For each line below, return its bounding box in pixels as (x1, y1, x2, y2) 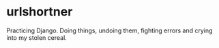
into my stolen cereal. (6, 33, 68, 41)
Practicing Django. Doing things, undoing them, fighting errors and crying (6, 26, 213, 34)
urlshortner (6, 4, 73, 20)
